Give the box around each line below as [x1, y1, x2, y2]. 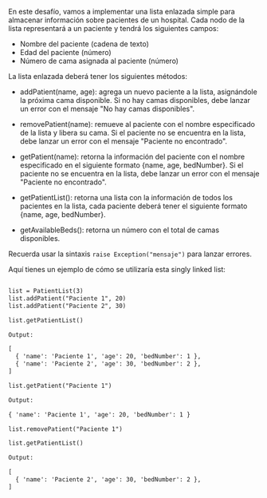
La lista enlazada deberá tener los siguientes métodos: [8, 72, 187, 81]
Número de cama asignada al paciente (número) [19, 56, 179, 65]
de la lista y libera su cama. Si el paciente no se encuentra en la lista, [19, 128, 246, 137]
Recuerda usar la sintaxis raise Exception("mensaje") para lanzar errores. [8, 249, 253, 259]
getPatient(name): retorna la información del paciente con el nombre [19, 152, 245, 161]
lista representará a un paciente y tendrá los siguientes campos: [8, 24, 219, 33]
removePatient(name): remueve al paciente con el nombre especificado [19, 120, 255, 128]
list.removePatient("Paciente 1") [8, 425, 124, 433]
